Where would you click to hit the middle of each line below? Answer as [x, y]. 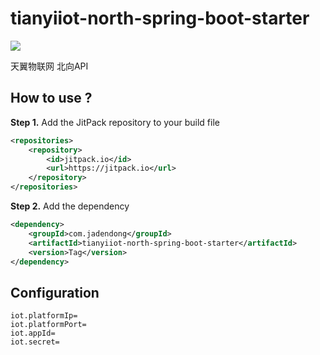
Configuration [55, 292]
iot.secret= [35, 342]
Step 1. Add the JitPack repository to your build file [115, 122]
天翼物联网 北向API [49, 66]
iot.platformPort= [48, 325]
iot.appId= [33, 333]
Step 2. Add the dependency [70, 206]
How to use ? [51, 98]
